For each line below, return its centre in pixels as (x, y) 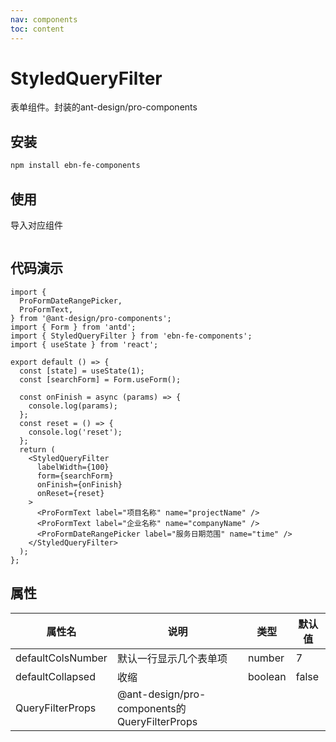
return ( (37, 449)
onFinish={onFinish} (79, 484)
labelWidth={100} (73, 467)
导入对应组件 (36, 225)
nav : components (44, 19)
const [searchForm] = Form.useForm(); (100, 379)
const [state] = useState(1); (82, 371)
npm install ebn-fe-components (75, 166)
